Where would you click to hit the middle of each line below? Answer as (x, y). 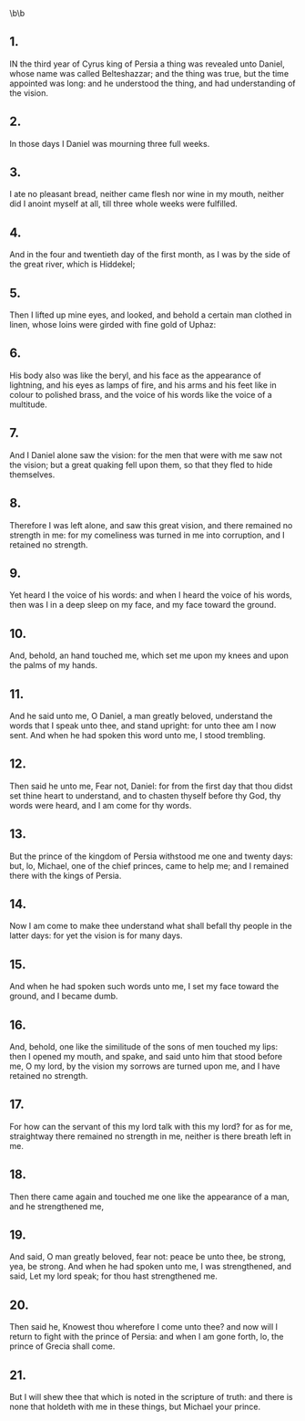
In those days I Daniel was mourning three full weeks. (110, 143)
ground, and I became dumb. (64, 996)
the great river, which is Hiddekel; (72, 265)
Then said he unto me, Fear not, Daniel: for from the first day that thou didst (151, 786)
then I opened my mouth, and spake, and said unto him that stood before (146, 1056)
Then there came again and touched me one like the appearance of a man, (149, 1196)
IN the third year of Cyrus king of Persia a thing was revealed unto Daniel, (147, 64)
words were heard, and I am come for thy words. (101, 805)
